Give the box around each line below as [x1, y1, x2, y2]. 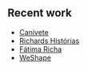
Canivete [18, 27, 49, 37]
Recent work [7, 6, 73, 20]
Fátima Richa [18, 44, 62, 54]
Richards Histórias [18, 36, 80, 45]
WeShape [18, 52, 51, 62]
